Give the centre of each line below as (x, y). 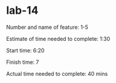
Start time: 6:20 (25, 50)
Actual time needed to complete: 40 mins (57, 73)
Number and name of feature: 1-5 (47, 27)
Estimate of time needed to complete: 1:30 (58, 38)
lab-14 (22, 11)
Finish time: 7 (23, 62)
